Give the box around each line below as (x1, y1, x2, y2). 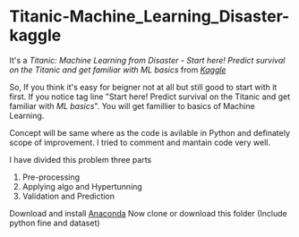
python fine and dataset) (9, 217, 100, 228)
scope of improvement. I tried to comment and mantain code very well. (9, 137, 271, 148)
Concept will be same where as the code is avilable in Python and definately (9, 127, 291, 138)
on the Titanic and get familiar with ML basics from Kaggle (9, 64, 226, 75)
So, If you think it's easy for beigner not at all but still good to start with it (9, 81, 278, 92)
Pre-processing (21, 172, 81, 182)
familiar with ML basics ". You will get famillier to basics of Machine (9, 100, 255, 111)
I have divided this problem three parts (9, 154, 152, 165)
